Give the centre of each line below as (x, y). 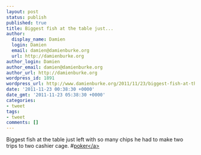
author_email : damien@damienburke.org (54, 67)
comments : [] (22, 123)
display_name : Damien (39, 39)
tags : (13, 111)
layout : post (22, 12)
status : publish (26, 17)
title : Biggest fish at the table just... (60, 28)
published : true (26, 23)
